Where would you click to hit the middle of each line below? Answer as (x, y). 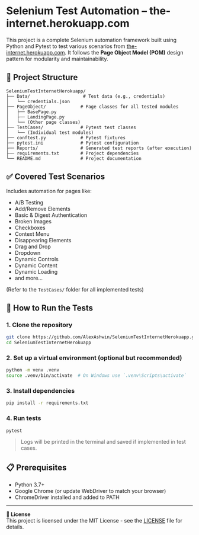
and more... (29, 278)
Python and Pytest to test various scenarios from (66, 46)
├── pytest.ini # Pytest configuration (73, 143)
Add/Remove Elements (43, 209)
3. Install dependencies (41, 390)
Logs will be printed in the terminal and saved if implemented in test (103, 442)
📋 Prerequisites (36, 467)
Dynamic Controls (37, 259)
